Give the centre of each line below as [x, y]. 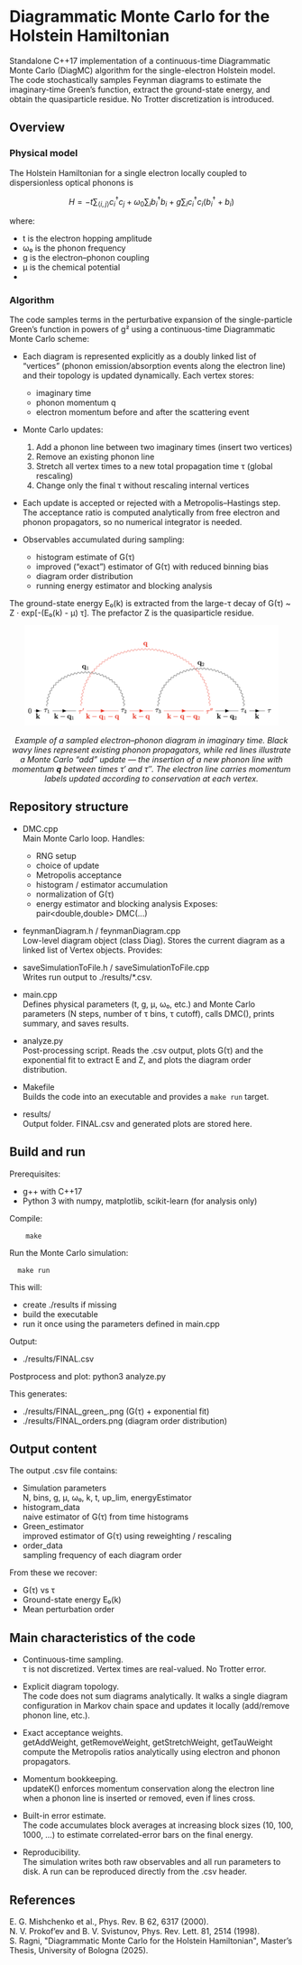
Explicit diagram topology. [71, 1687]
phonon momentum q [76, 402]
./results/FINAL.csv [58, 1359]
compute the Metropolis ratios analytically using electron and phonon [151, 1752]
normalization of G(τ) [75, 894]
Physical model [44, 153]
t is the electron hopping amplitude [87, 239]
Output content [53, 1448]
